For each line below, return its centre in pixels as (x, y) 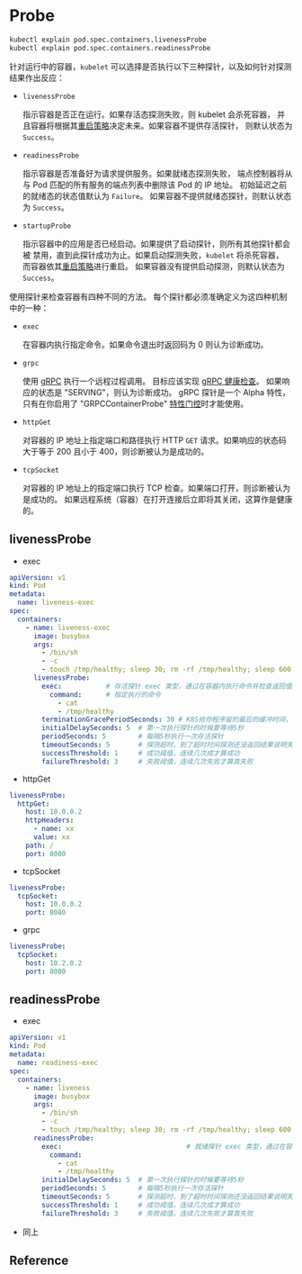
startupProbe (47, 226)
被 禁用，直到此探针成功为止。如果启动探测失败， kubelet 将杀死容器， (153, 255)
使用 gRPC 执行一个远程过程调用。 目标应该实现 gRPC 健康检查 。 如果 (152, 381)
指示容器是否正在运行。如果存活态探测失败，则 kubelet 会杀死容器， (149, 114)
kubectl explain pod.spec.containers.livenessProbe (108, 40)
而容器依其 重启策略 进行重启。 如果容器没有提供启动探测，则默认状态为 (153, 266)
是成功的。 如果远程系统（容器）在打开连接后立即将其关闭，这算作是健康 (157, 499)
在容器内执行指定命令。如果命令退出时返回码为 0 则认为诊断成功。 (145, 344)
